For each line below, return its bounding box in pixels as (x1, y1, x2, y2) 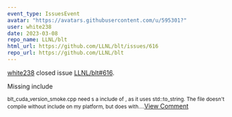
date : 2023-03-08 (7, 29, 58, 37)
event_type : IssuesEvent (7, 10, 80, 18)
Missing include (7, 82, 53, 90)
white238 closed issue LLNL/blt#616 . (7, 68, 115, 77)
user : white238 (7, 23, 52, 30)
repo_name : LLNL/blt (7, 36, 68, 43)
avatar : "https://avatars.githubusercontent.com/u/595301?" (7, 17, 188, 24)
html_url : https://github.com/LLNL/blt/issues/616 (7, 43, 159, 50)
